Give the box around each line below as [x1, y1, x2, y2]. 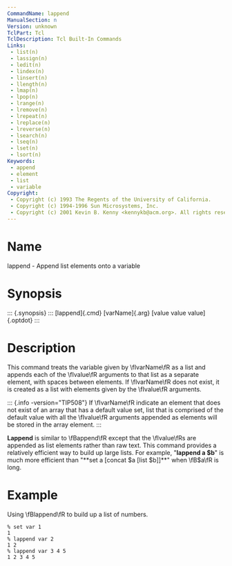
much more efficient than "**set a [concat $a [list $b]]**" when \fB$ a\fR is [7, 456, 219, 464]
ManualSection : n [7, 17, 57, 23]
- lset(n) [10, 145, 39, 152]
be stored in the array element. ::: [7, 420, 102, 429]
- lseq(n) [10, 139, 39, 146]
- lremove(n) [10, 106, 48, 113]
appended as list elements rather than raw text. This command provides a [7, 441, 217, 449]
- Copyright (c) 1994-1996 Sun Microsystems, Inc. [10, 203, 159, 210]
